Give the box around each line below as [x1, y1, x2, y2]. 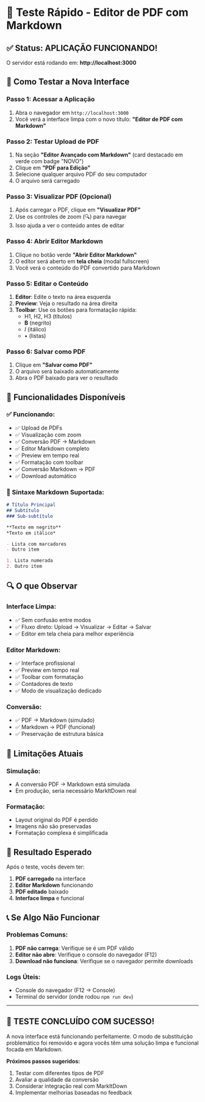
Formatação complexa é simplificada [15, 829, 108, 837]
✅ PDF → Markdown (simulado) [15, 716, 95, 724]
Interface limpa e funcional [15, 895, 84, 902]
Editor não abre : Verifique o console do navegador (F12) [15, 950, 157, 958]
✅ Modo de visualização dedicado [15, 687, 102, 694]
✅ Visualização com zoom [15, 431, 82, 438]
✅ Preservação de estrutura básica [15, 730, 104, 738]
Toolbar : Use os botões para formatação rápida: [15, 306, 137, 314]
